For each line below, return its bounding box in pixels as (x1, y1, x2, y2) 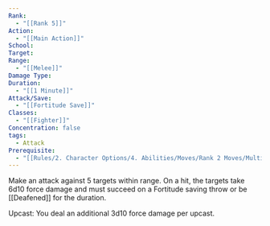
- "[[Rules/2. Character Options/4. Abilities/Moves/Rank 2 (15, 154, 221, 162)
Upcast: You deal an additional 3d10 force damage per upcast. (8, 208, 215, 218)
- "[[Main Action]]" (15, 34, 84, 43)
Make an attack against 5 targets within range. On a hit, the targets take (8, 176, 245, 186)
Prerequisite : (8, 146, 56, 154)
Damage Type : (8, 72, 52, 80)
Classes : (8, 109, 38, 117)
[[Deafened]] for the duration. (8, 193, 107, 203)
